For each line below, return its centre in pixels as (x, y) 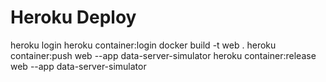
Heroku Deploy (73, 17)
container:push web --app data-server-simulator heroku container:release (163, 55)
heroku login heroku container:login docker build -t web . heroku (143, 45)
